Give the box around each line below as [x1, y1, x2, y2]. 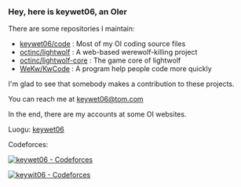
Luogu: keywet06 [8, 124, 65, 135]
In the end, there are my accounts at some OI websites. [8, 110, 187, 119]
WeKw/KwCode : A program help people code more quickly [19, 64, 212, 74]
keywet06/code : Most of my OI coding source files [19, 39, 186, 49]
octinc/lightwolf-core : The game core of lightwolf [19, 56, 181, 65]
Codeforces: [8, 140, 49, 149]
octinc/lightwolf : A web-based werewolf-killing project [19, 48, 198, 57]
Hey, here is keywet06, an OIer [8, 6, 128, 17]
